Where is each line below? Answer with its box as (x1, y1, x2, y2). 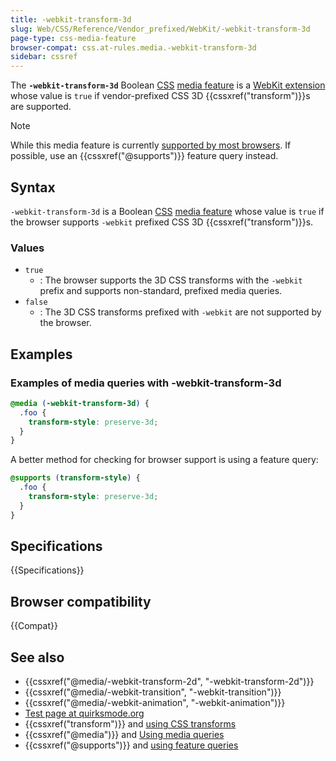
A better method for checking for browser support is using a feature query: (10, 454, 319, 466)
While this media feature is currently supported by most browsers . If (10, 139, 292, 151)
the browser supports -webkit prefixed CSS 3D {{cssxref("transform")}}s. (10, 216, 314, 228)
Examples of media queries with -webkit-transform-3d (10, 376, 282, 390)
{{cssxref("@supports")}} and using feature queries (24, 739, 239, 751)
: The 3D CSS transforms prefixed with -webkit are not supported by (39, 306, 322, 318)
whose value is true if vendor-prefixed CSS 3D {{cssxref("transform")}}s (10, 90, 311, 102)
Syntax (10, 179, 56, 196)
